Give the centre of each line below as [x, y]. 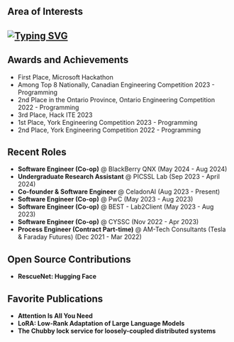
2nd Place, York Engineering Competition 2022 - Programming [109, 130]
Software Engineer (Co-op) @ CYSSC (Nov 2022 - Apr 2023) [108, 222]
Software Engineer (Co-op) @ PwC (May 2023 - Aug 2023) [105, 199]
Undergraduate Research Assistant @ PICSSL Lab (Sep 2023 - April [118, 177]
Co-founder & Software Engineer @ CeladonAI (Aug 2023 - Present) [119, 192]
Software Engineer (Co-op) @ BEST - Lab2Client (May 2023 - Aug [116, 207]
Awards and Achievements [68, 60]
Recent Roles [37, 152]
